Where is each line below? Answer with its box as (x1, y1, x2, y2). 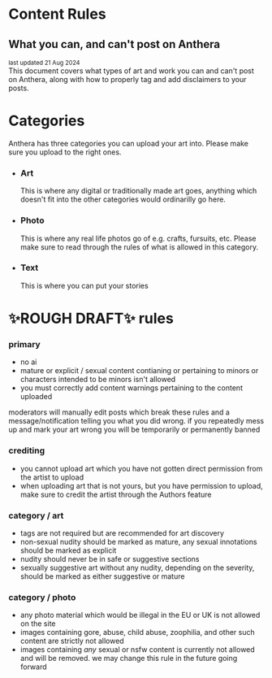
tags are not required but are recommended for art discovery (19, 528, 225, 537)
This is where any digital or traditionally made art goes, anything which (19, 186, 257, 196)
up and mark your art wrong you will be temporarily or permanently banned (8, 424, 261, 435)
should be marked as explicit (19, 545, 117, 555)
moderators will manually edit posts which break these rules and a (8, 407, 230, 417)
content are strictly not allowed (19, 636, 124, 646)
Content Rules (8, 5, 107, 24)
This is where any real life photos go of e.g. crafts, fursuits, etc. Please (19, 233, 257, 243)
